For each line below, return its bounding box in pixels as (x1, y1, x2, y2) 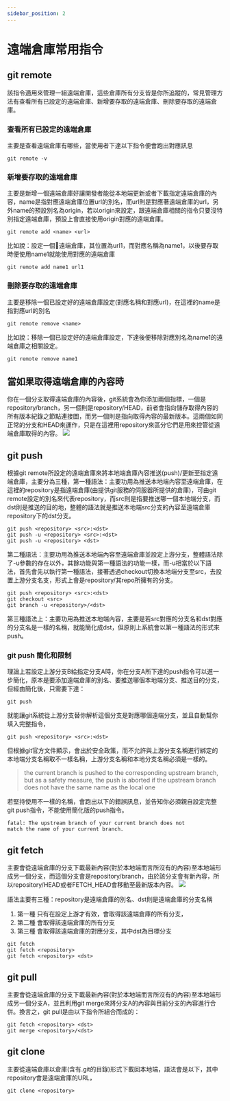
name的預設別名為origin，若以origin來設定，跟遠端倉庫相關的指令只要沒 (12, 207, 217, 215)
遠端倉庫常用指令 (7, 42, 104, 57)
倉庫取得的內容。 (12, 430, 62, 438)
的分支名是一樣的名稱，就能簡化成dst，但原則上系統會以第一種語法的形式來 (7, 623, 220, 631)
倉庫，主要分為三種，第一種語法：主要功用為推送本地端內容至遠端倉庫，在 (12, 478, 223, 486)
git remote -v (7, 155, 48, 162)
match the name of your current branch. (7, 826, 125, 833)
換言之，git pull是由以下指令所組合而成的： (18, 1008, 140, 1016)
